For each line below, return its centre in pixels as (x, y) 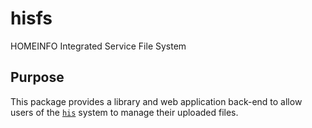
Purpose (37, 77)
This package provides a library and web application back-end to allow (156, 101)
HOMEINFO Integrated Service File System (98, 46)
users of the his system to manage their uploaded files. (124, 112)
